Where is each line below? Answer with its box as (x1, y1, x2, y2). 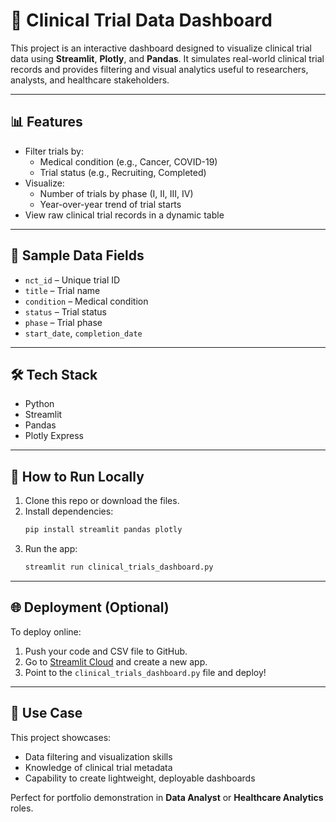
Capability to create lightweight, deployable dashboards (24, 772, 256, 784)
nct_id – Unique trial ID (24, 274, 121, 286)
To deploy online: (10, 625, 82, 638)
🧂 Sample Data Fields (10, 247, 145, 264)
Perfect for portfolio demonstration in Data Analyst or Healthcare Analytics (10, 791, 324, 803)
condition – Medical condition (24, 295, 149, 307)
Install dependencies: (24, 505, 114, 518)
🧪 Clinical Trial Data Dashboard (10, 9, 273, 32)
